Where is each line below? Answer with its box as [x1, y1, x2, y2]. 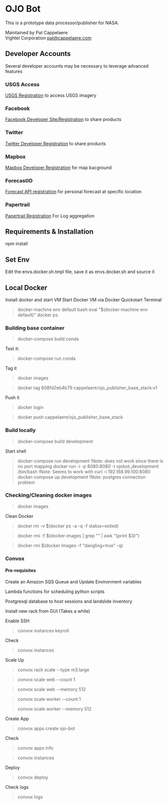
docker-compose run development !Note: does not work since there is [17, 458, 163, 464]
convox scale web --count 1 [17, 676, 75, 682]
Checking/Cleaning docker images [5, 492, 92, 499]
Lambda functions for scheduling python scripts [5, 588, 105, 595]
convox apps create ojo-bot [17, 725, 75, 731]
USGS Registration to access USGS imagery [5, 92, 97, 98]
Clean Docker [5, 513, 34, 519]
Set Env [5, 255, 30, 264]
